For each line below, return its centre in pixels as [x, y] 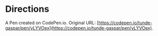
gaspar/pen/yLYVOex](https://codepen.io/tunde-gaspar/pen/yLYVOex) [78, 28]
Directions [27, 9]
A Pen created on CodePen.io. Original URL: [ [52, 23]
